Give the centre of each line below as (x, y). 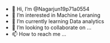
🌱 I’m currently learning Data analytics (58, 21)
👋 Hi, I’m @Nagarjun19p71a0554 (51, 9)
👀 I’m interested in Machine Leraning (56, 15)
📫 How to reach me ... (39, 34)
